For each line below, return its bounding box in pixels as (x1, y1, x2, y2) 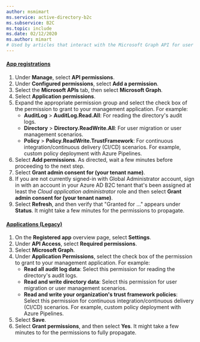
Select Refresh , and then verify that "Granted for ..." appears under (14, 201, 181, 208)
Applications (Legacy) (6, 220, 63, 227)
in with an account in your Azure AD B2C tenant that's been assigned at (14, 181, 192, 189)
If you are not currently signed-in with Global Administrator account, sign (14, 175, 195, 183)
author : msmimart (6, 8, 50, 15)
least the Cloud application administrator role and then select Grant (14, 188, 182, 195)
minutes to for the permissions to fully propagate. (14, 329, 137, 336)
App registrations (6, 60, 51, 67)
